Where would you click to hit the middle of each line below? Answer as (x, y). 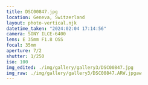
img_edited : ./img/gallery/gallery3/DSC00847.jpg (70, 67)
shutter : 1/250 (25, 56)
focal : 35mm (21, 45)
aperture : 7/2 (24, 51)
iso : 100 (17, 62)
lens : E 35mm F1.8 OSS (35, 40)
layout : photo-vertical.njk (42, 23)
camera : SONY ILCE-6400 (36, 34)
